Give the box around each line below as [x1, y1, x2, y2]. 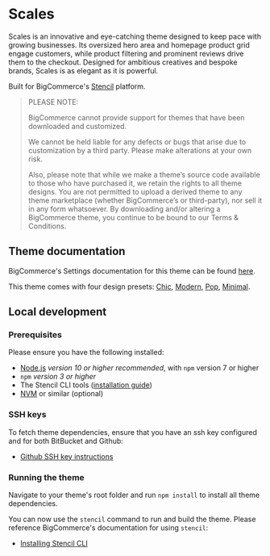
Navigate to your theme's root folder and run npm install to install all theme [8, 490, 260, 500]
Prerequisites [8, 329, 62, 341]
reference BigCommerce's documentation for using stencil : [8, 523, 209, 533]
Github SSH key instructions [19, 451, 114, 461]
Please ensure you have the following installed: [8, 348, 164, 357]
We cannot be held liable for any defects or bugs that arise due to [27, 136, 247, 146]
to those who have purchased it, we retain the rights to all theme [27, 178, 242, 188]
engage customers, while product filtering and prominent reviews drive [8, 48, 244, 58]
